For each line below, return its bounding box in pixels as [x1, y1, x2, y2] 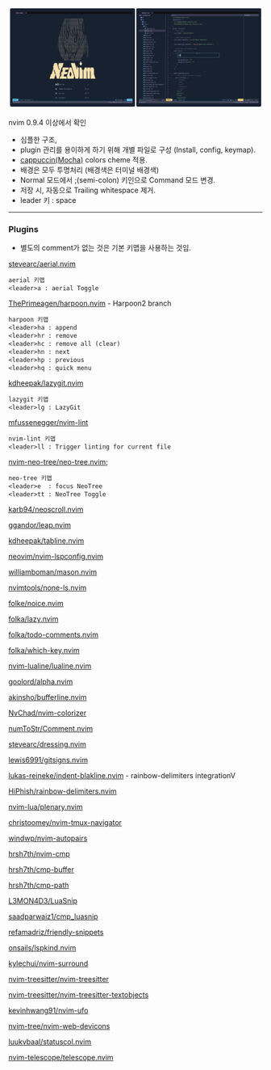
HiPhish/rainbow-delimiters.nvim [8, 786, 117, 796]
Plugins [8, 223, 39, 234]
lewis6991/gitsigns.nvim [8, 755, 89, 765]
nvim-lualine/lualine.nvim [8, 661, 92, 671]
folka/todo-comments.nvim [8, 630, 99, 640]
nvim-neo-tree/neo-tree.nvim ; [8, 457, 109, 467]
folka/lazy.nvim [8, 614, 59, 624]
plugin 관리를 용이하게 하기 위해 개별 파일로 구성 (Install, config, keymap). [19, 145, 256, 154]
